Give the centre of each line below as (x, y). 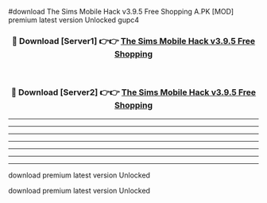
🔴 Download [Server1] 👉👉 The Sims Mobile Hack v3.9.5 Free (133, 41)
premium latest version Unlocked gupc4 (74, 20)
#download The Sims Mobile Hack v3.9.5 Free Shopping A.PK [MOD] (121, 12)
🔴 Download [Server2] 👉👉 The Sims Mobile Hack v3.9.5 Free (133, 92)
